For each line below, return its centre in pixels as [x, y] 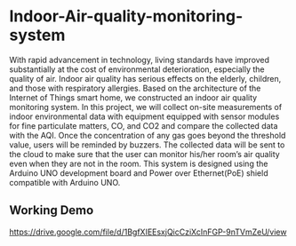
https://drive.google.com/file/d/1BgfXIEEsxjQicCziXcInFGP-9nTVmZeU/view [148, 232]
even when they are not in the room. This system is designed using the [139, 163]
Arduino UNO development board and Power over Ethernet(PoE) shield [139, 173]
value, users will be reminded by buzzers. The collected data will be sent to [147, 145]
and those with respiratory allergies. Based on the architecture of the [135, 88]
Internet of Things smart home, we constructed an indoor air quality [133, 97]
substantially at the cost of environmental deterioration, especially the [137, 69]
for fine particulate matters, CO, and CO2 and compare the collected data [144, 125]
